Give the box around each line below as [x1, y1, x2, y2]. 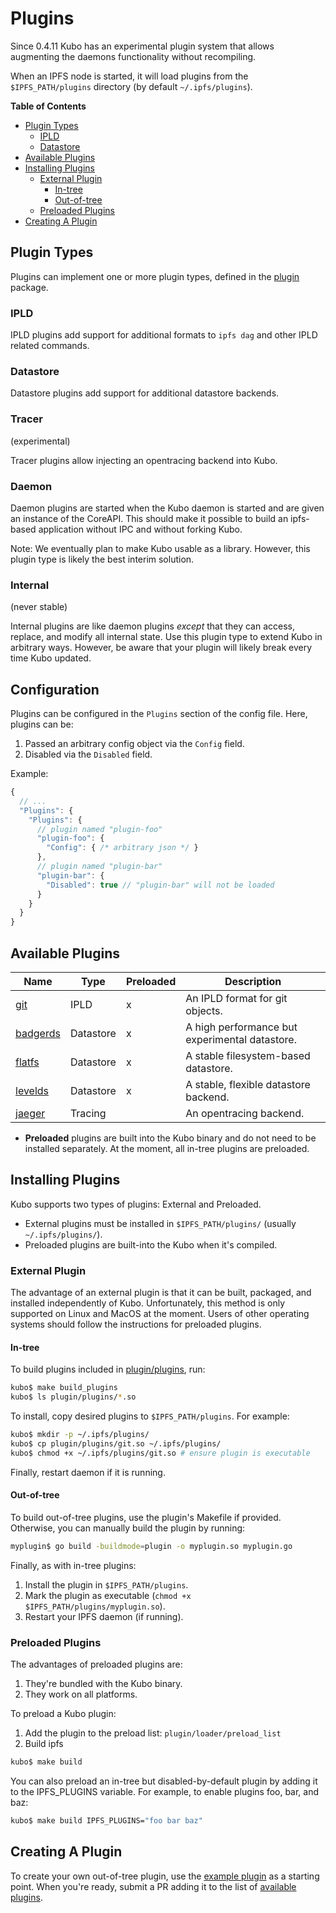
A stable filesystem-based [185, 1048, 311, 1062]
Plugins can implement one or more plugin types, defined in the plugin [10, 270, 300, 282]
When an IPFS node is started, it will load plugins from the [10, 70, 249, 82]
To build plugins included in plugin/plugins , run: [10, 1363, 206, 1376]
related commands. [10, 340, 90, 352]
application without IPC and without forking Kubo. [38, 523, 243, 535]
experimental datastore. [185, 1032, 297, 1046]
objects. [185, 1003, 223, 1017]
